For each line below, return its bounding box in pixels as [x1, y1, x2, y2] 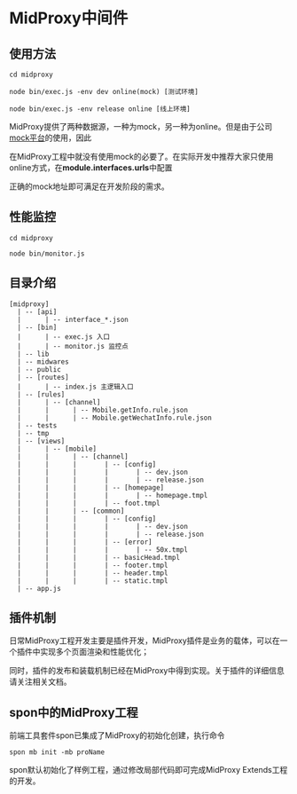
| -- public [17, 365, 62, 373]
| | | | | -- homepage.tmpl [17, 491, 208, 499]
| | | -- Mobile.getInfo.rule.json [17, 405, 189, 414]
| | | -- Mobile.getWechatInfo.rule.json [17, 413, 213, 422]
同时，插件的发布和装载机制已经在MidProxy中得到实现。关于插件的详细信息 [9, 665, 285, 676]
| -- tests [17, 421, 58, 430]
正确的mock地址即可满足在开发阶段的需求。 [9, 181, 170, 192]
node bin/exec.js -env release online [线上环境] [9, 105, 191, 114]
